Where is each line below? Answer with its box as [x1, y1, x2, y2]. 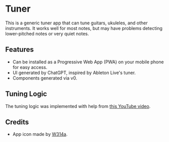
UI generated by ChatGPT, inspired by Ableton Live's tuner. [12, 69, 136, 76]
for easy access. [12, 64, 48, 70]
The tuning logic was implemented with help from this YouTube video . [5, 103, 151, 109]
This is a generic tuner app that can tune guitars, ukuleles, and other [5, 20, 148, 26]
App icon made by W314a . [12, 131, 68, 137]
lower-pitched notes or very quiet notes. [5, 30, 90, 37]
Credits [5, 118, 29, 126]
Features [5, 45, 34, 54]
